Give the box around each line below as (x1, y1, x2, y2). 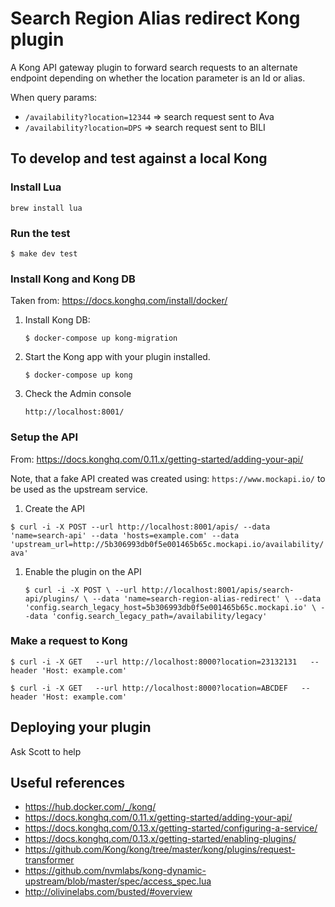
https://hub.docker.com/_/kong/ (24, 801, 157, 813)
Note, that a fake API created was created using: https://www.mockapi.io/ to (10, 472, 326, 484)
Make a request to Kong (10, 634, 128, 648)
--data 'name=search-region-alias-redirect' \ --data (92, 593, 322, 604)
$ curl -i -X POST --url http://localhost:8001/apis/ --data (10, 522, 271, 532)
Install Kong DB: (24, 314, 91, 326)
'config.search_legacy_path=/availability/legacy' (51, 611, 268, 621)
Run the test (10, 226, 71, 240)
